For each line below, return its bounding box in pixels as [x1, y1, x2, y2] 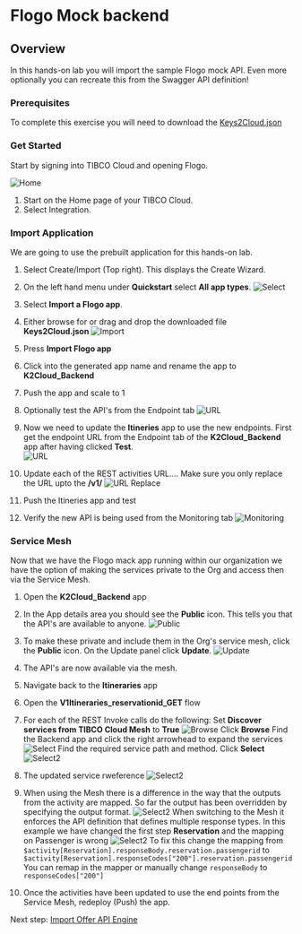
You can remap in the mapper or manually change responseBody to [22, 862, 268, 873]
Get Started [10, 140, 62, 152]
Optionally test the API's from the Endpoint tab [22, 404, 195, 415]
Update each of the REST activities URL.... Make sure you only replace [22, 468, 283, 479]
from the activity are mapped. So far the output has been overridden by [22, 797, 288, 808]
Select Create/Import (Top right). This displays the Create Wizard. [22, 264, 266, 274]
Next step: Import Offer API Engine [10, 914, 138, 925]
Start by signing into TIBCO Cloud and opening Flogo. [10, 160, 209, 170]
